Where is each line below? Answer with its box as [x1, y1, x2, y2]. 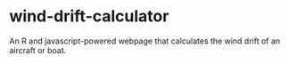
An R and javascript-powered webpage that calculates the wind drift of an [9, 35, 281, 46]
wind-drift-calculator [9, 6, 169, 27]
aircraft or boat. [9, 44, 67, 55]
